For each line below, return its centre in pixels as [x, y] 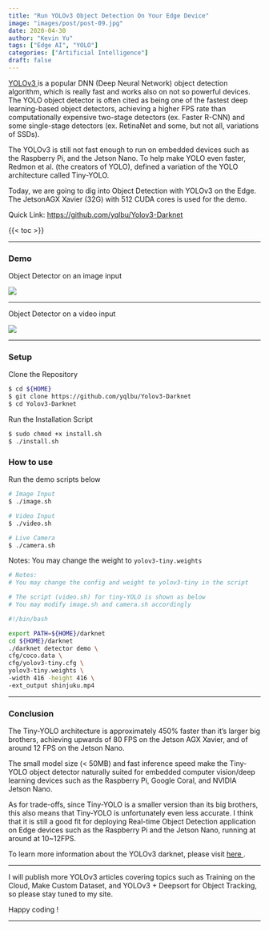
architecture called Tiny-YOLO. [59, 175]
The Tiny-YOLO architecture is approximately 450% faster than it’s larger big [134, 731]
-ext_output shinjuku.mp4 [51, 685]
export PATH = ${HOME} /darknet [57, 633]
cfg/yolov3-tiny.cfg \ [46, 663]
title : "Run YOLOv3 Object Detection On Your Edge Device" [109, 16]
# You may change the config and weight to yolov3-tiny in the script [128, 583]
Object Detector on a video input [62, 314]
